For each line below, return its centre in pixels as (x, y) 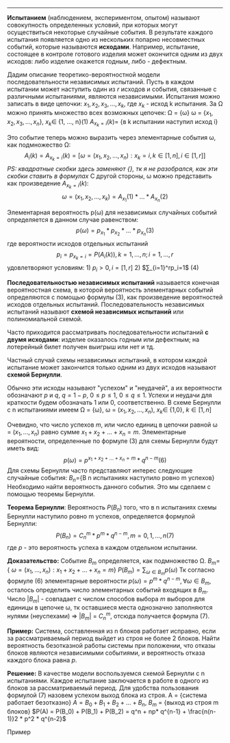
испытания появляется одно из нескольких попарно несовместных (106, 39)
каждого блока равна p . (42, 660)
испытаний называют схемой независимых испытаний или (95, 312)
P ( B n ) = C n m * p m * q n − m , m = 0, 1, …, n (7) (115, 536)
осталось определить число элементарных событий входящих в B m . (108, 591)
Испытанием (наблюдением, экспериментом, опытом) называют (104, 17)
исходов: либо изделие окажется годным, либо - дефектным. (97, 61)
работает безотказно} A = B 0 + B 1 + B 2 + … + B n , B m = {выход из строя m (113, 703)
